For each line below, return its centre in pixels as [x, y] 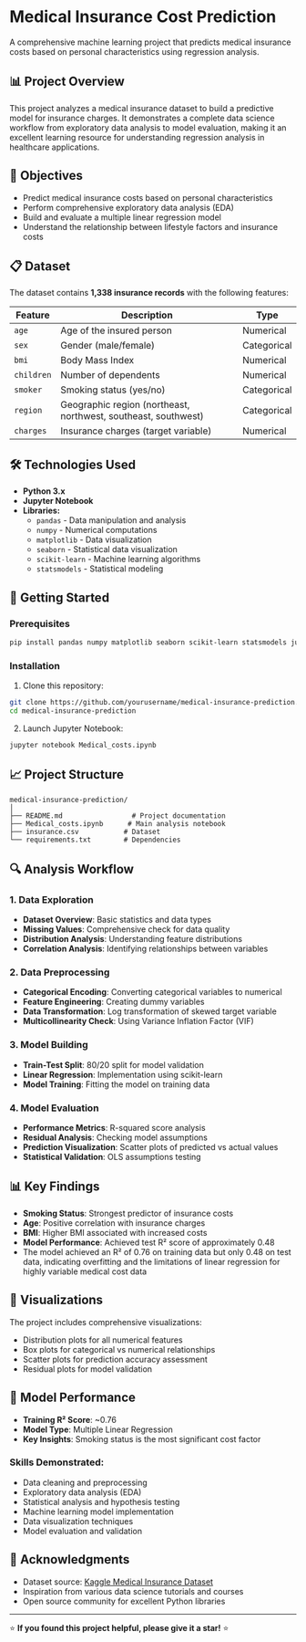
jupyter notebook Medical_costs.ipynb [83, 745]
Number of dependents [111, 375]
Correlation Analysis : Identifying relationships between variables [145, 949]
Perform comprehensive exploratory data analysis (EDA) [128, 207]
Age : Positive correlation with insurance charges [114, 1223]
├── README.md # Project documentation [117, 816]
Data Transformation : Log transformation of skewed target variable [150, 1011]
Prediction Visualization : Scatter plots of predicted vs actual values [150, 1147]
